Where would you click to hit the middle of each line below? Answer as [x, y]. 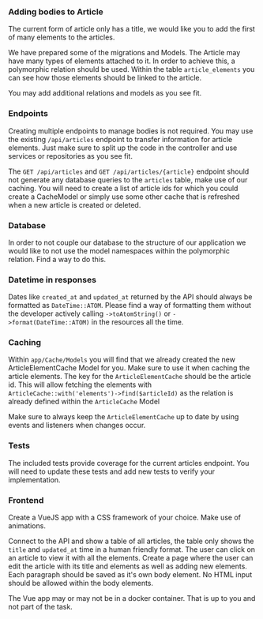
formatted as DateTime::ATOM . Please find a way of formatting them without [130, 306]
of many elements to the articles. [62, 37]
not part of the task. [40, 607]
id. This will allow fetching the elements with [80, 385]
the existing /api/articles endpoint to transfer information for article [120, 139]
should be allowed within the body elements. [81, 583]
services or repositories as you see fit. [70, 156]
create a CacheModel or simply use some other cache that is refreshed [124, 197]
